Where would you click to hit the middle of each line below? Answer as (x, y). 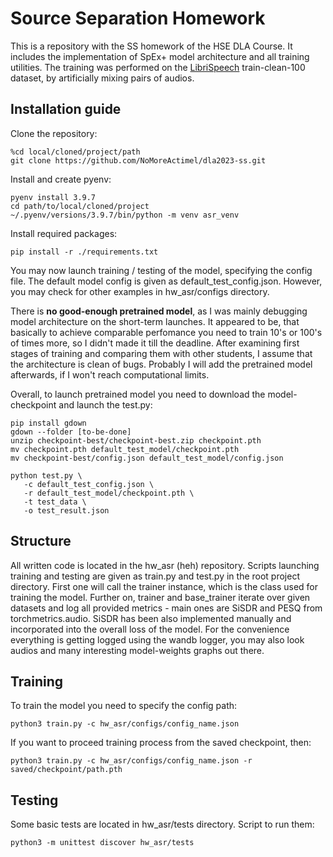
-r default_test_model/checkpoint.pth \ (109, 493)
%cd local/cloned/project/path (75, 152)
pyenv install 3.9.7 (53, 197)
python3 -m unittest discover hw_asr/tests (102, 843)
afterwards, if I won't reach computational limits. (110, 374)
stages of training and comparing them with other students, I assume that (161, 353)
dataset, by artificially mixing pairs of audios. (102, 78)
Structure (41, 541)
